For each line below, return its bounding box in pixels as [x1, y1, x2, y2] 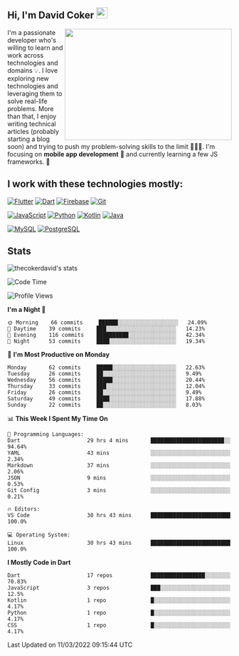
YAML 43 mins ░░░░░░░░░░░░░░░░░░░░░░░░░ [7, 449, 231, 457]
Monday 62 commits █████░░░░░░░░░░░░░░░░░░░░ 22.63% [7, 364, 205, 371]
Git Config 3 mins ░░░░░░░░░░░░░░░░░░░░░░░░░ [7, 487, 231, 494]
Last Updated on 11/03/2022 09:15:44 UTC [7, 640, 133, 649]
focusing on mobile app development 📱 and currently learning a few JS [7, 150, 218, 158]
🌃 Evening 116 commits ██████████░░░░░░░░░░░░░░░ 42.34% [7, 332, 205, 339]
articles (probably [7, 127, 59, 135]
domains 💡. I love [7, 66, 58, 75]
